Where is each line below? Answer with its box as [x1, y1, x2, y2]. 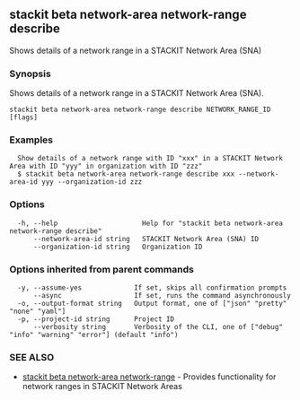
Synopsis [9, 67, 51, 80]
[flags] [9, 113, 39, 122]
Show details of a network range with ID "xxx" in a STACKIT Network [17, 154, 283, 163]
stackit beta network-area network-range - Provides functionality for [22, 371, 277, 382]
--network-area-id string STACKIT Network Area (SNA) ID [32, 234, 259, 243]
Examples [9, 134, 54, 146]
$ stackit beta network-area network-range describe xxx [17, 170, 235, 178]
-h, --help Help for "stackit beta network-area [17, 219, 283, 228]
